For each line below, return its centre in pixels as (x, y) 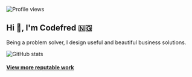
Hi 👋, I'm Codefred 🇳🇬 (49, 28)
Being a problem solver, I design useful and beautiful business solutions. (96, 42)
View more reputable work (40, 67)
